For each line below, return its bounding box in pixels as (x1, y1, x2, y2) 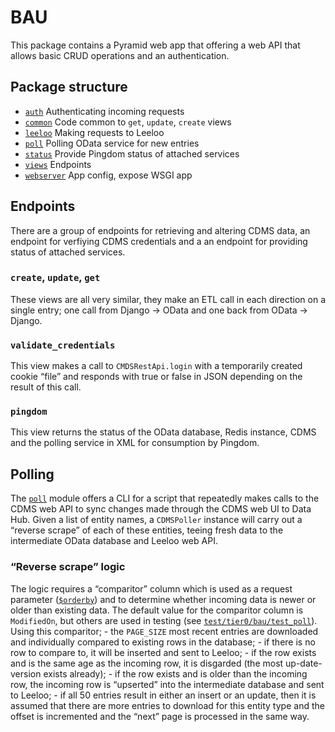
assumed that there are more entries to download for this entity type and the (10, 699, 325, 711)
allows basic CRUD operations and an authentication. (10, 49, 230, 61)
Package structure (10, 79, 128, 96)
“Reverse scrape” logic (10, 560, 126, 574)
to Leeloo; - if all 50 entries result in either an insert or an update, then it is (10, 689, 317, 701)
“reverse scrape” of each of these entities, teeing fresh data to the (10, 524, 284, 536)
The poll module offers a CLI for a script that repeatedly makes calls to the (10, 492, 320, 505)
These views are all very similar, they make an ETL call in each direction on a (10, 293, 327, 305)
